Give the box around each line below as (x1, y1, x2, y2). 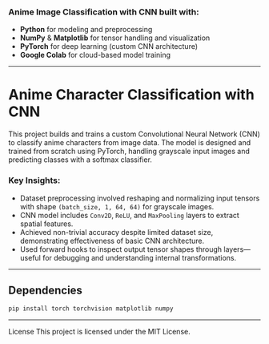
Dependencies (8, 283, 82, 297)
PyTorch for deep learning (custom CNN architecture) (19, 42, 199, 51)
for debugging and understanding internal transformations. (42, 253, 237, 262)
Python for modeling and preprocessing (19, 25, 153, 34)
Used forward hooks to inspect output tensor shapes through (19, 244, 223, 254)
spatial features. (19, 219, 74, 229)
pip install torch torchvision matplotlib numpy (8, 305, 174, 313)
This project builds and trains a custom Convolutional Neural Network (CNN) (8, 129, 260, 139)
